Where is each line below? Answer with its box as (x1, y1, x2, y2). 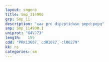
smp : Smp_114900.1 (5, 26, 44, 31)
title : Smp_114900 (5, 12, 44, 17)
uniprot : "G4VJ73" (5, 30, 44, 35)
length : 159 (5, 35, 35, 40)
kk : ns (5, 44, 19, 49)
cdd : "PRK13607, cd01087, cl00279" (5, 40, 80, 45)
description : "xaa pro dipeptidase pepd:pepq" (5, 21, 104, 26)
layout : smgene (5, 7, 37, 12)
